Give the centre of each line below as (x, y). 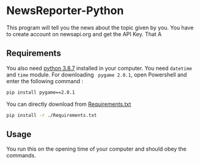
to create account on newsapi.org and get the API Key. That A (84, 34)
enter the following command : (45, 81)
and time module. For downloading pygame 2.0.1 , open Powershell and (97, 75)
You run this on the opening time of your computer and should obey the (96, 149)
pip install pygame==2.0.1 (41, 92)
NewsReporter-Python (65, 11)
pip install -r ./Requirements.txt (52, 115)
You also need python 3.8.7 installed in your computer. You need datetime (99, 68)
